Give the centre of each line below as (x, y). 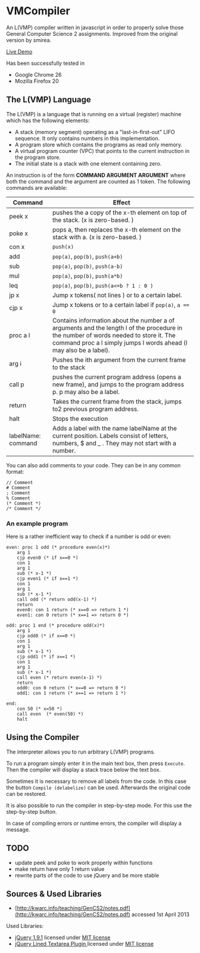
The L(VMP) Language (49, 100)
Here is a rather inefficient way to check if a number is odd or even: (89, 536)
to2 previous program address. (96, 409)
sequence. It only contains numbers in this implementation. (87, 138)
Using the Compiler (43, 737)
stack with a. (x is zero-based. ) (97, 237)
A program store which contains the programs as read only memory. (99, 145)
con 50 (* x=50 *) (40, 709)
